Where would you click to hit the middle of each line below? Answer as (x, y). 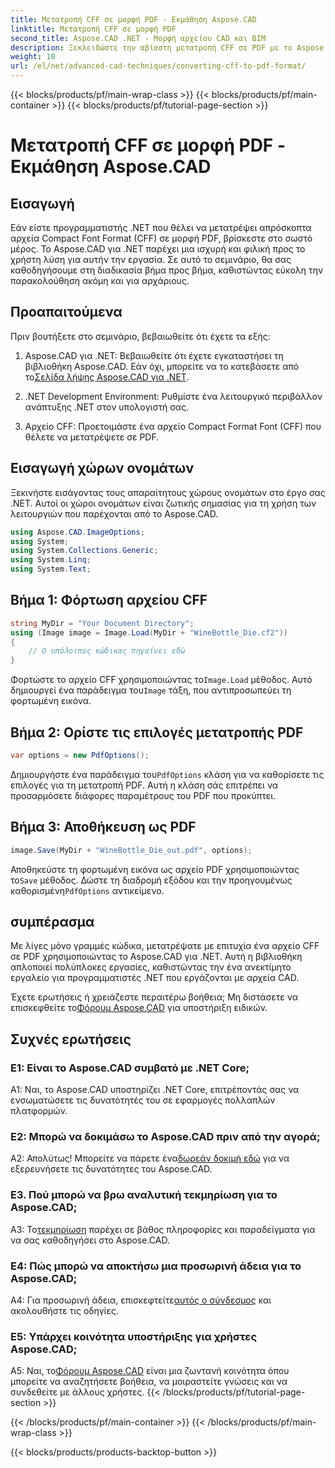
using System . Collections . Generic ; (84, 551)
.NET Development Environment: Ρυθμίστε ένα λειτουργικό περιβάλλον (173, 396)
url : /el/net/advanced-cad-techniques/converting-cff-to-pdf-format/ (158, 66)
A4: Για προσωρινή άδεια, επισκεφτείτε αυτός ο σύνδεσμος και (141, 1300)
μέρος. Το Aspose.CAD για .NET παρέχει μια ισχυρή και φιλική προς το (158, 249)
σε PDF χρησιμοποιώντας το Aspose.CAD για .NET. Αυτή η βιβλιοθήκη (156, 957)
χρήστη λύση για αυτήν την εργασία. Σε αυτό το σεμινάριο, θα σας (151, 259)
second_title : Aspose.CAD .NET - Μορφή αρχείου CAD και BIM (138, 38)
